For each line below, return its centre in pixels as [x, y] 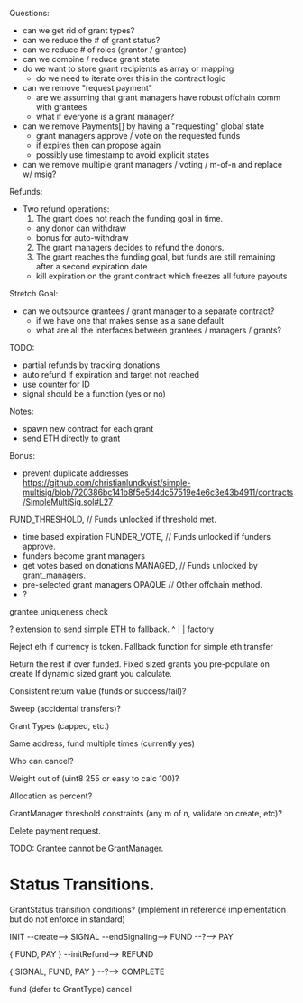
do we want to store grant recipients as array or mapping [128, 68]
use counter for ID [56, 384]
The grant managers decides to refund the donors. [130, 247]
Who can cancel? [41, 761]
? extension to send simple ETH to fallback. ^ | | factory [112, 629]
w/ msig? [39, 174]
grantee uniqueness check [59, 611]
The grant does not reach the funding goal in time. [129, 219]
